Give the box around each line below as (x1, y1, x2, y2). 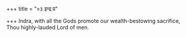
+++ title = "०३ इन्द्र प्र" (6, 5, 58, 12)
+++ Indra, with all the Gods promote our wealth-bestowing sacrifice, (6, 18, 181, 24)
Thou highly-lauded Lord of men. (6, 24, 90, 31)
